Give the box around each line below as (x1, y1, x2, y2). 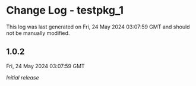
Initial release (6, 74, 39, 81)
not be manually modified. (6, 29, 70, 36)
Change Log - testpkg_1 (6, 4, 124, 17)
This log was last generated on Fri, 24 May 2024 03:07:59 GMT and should (6, 23, 190, 30)
